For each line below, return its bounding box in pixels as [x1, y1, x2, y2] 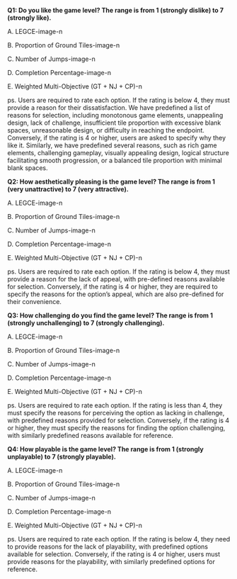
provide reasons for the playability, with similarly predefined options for [7, 558, 216, 566]
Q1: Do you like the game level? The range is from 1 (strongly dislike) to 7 [7, 6, 224, 14]
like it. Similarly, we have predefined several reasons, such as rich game [7, 141, 217, 150]
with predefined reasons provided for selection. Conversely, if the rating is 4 [7, 416, 230, 425]
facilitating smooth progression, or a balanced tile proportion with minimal [7, 156, 223, 164]
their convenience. [7, 298, 62, 305]
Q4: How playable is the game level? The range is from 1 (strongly [7, 445, 204, 453]
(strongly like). [7, 13, 52, 22]
